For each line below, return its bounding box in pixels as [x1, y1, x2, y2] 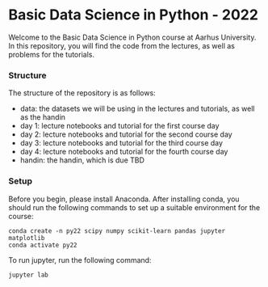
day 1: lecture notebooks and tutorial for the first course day [19, 121, 220, 131]
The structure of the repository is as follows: [8, 88, 156, 98]
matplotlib [8, 234, 45, 242]
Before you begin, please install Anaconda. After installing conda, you [8, 194, 240, 204]
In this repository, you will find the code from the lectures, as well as [8, 40, 236, 50]
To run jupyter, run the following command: [8, 255, 152, 264]
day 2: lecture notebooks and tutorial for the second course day [19, 129, 232, 139]
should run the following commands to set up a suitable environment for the [8, 202, 261, 212]
